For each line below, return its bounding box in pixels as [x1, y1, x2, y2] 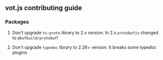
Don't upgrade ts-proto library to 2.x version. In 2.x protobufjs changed [12, 29, 159, 36]
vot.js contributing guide [5, 4, 82, 12]
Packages [5, 19, 29, 25]
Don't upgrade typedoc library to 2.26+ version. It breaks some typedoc [12, 44, 157, 50]
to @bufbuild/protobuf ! [12, 35, 59, 40]
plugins [12, 49, 27, 55]
